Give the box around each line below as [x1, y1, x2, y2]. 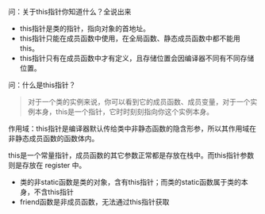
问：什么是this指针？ [8, 80, 76, 90]
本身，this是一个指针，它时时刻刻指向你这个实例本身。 [34, 107, 214, 117]
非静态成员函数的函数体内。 [8, 134, 99, 143]
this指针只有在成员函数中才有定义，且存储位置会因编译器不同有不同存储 [19, 54, 255, 63]
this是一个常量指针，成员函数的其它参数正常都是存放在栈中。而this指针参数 [8, 151, 255, 160]
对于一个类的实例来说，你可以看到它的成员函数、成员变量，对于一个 [27, 97, 251, 106]
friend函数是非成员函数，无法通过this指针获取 [19, 197, 170, 206]
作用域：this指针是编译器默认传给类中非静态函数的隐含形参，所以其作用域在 [8, 124, 256, 133]
